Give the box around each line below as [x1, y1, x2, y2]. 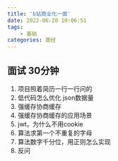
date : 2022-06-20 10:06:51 [7, 17, 87, 24]
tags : [7, 23, 23, 30]
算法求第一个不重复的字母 [17, 129, 93, 137]
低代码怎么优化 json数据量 [17, 93, 94, 102]
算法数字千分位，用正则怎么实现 [17, 137, 111, 145]
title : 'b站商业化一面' [7, 10, 71, 18]
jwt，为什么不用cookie [17, 119, 83, 128]
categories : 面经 [7, 37, 57, 44]
